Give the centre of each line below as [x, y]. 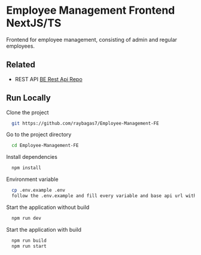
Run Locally [28, 98]
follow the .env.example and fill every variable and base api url [98, 196]
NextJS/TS [34, 23]
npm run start [29, 246]
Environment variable [32, 179]
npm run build [29, 240]
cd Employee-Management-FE [45, 146]
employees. [20, 46]
